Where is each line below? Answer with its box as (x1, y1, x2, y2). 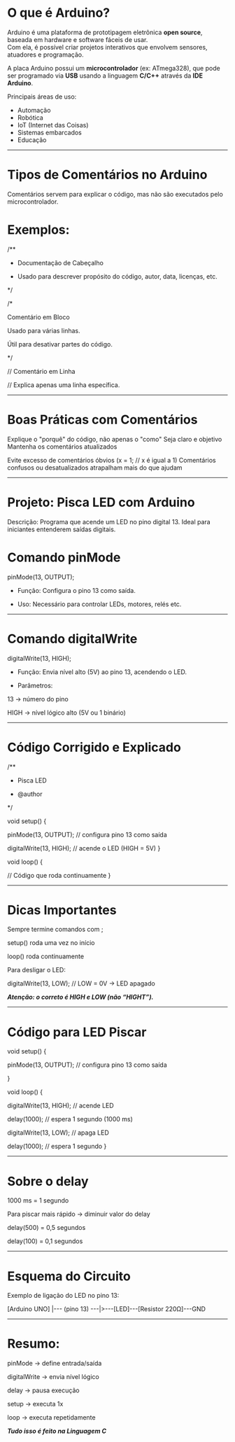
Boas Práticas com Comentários (7, 412, 198, 428)
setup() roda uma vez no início (7, 939, 95, 947)
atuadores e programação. (7, 50, 84, 59)
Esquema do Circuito (7, 1268, 131, 1284)
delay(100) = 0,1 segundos (7, 1237, 83, 1245)
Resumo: (7, 1336, 60, 1352)
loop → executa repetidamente (7, 1413, 96, 1422)
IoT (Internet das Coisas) (17, 120, 89, 129)
